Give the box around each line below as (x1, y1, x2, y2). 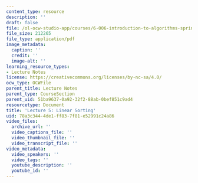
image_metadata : (6, 42, 46, 48)
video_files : (6, 119, 38, 125)
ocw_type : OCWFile (6, 80, 51, 86)
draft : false (6, 19, 38, 25)
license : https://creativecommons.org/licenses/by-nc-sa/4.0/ (6, 74, 162, 80)
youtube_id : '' (11, 168, 49, 174)
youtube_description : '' (11, 162, 72, 168)
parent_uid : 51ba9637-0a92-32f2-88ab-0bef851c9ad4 (6, 96, 133, 102)
